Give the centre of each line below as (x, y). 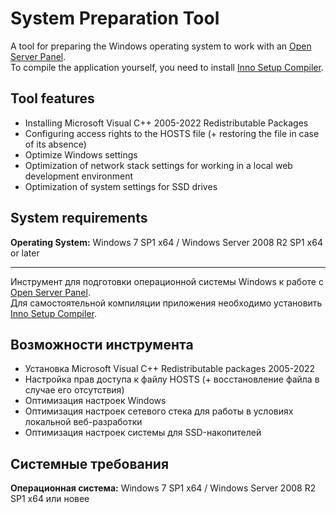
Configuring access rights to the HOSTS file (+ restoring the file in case (172, 133)
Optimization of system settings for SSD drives (121, 186)
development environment (79, 176)
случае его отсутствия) (74, 390)
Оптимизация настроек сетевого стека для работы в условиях (159, 411)
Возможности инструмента (102, 344)
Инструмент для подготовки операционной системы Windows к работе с (167, 281)
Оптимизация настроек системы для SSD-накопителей (143, 433)
